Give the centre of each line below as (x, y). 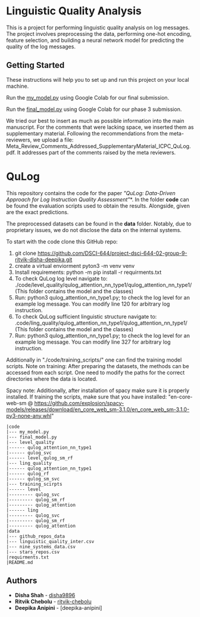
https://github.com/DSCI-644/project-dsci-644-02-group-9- (112, 253)
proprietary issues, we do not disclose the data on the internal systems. (94, 230)
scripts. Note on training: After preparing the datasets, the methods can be (98, 366)
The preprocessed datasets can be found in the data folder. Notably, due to (99, 223)
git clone (26, 253)
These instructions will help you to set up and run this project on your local (98, 79)
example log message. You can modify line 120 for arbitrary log (92, 304)
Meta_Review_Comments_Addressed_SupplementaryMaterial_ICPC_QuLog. (99, 146)
